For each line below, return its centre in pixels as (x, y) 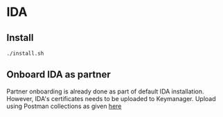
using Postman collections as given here (64, 106)
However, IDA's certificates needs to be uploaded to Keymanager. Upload (111, 98)
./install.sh (25, 53)
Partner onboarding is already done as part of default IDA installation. (105, 91)
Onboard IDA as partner (59, 74)
